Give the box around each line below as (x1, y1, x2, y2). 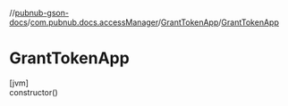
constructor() (9, 86, 58, 97)
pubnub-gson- (14, 8, 70, 18)
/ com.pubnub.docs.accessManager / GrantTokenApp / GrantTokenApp (27, 17, 279, 28)
